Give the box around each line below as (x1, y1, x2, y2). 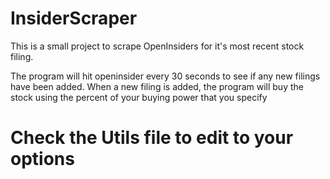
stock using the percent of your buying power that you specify (10, 91, 268, 103)
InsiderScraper (10, 7, 138, 30)
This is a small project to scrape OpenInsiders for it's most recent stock (10, 40, 305, 52)
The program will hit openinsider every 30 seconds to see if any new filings (10, 70, 321, 82)
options (10, 148, 75, 171)
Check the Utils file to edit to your (10, 127, 294, 149)
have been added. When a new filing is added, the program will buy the (10, 80, 304, 92)
